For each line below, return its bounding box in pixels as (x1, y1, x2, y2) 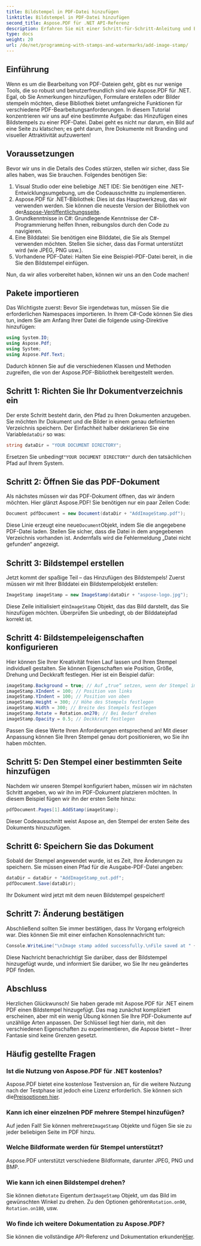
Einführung (6, 64, 49, 75)
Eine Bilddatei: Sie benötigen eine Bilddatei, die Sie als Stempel (14, 233, 170, 241)
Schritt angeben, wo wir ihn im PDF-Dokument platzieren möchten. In (6, 788, 178, 795)
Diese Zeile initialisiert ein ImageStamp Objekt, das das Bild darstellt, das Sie (6, 602, 189, 610)
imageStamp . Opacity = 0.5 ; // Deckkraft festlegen (6, 716, 135, 722)
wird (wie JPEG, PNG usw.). (14, 247, 84, 254)
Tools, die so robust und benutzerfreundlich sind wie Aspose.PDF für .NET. (6, 86, 191, 94)
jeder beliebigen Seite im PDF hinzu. (6, 1128, 96, 1136)
